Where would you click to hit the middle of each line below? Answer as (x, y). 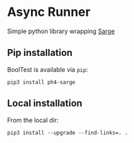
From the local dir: (33, 120)
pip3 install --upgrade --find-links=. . (68, 133)
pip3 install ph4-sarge (41, 82)
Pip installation (40, 53)
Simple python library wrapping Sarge (61, 31)
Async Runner (49, 12)
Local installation (45, 103)
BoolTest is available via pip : (48, 69)
